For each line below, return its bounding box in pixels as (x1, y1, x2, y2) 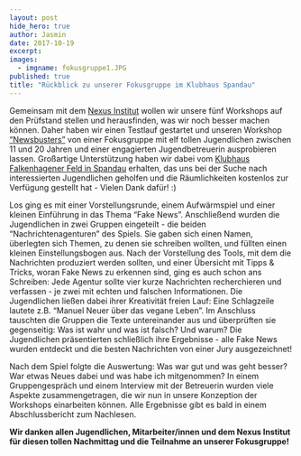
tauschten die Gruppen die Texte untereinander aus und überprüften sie (9, 314, 277, 325)
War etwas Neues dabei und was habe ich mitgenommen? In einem (9, 370, 260, 381)
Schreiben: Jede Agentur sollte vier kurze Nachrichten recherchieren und (9, 276, 282, 287)
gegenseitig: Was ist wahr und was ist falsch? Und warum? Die (9, 324, 242, 335)
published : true (9, 72, 70, 81)
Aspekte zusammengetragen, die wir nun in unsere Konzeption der (9, 389, 258, 400)
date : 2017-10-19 (9, 38, 75, 48)
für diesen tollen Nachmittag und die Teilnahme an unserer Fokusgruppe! (9, 435, 290, 447)
